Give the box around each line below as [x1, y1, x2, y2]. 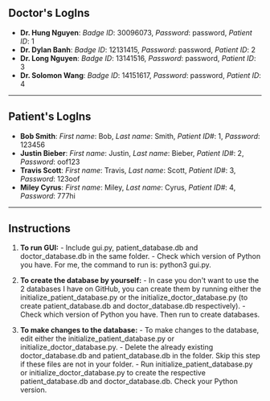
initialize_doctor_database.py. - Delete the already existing [19, 342, 214, 352]
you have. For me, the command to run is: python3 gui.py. [19, 260, 211, 270]
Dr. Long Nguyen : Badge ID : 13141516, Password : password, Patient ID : [19, 53, 256, 63]
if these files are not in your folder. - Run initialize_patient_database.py [19, 359, 253, 369]
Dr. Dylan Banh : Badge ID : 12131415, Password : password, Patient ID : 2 [19, 44, 256, 55]
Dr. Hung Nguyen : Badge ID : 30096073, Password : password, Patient [19, 27, 253, 37]
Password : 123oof [19, 174, 80, 183]
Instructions [8, 222, 71, 235]
